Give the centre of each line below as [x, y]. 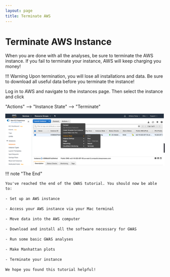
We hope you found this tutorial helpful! [51, 270]
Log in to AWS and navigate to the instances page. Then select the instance [84, 92]
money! [13, 66]
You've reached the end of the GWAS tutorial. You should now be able [81, 184]
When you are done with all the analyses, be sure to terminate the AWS [79, 56]
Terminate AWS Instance [58, 42]
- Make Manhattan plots [30, 250]
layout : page [19, 11]
